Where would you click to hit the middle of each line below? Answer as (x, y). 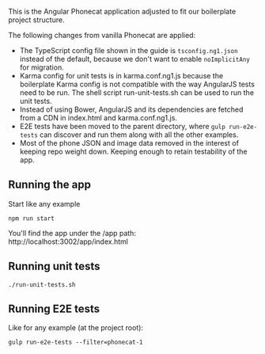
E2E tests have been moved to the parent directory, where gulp (122, 126)
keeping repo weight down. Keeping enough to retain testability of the (133, 151)
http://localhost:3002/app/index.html (68, 242)
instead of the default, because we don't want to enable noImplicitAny (135, 59)
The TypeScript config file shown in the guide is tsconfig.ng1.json (129, 50)
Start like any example (44, 204)
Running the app (49, 185)
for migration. (42, 67)
